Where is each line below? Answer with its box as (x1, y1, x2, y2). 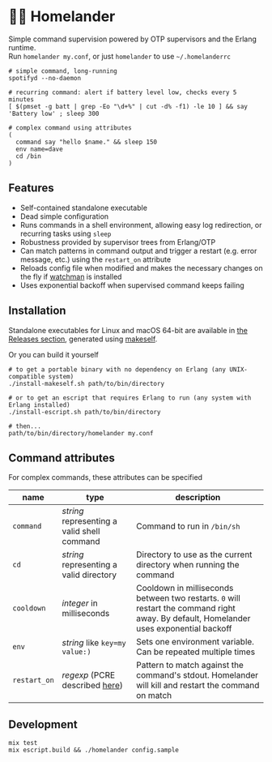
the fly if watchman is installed (19, 272, 122, 281)
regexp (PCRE (62, 670, 116, 681)
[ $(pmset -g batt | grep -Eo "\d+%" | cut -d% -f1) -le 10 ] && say (8, 102, 249, 110)
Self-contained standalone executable (19, 203, 148, 212)
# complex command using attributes (8, 123, 132, 132)
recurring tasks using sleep (19, 229, 112, 238)
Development (8, 717, 79, 731)
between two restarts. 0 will (136, 593, 240, 604)
